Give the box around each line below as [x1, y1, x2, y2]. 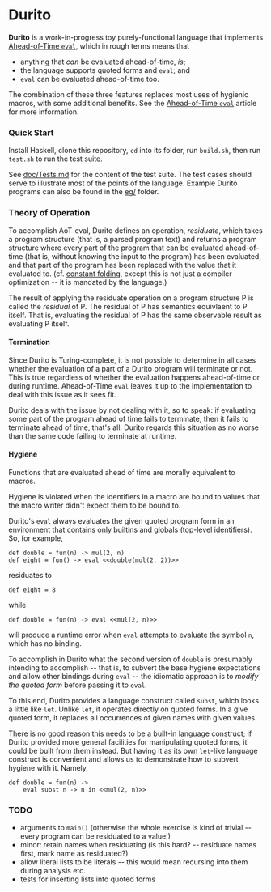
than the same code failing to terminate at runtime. [8, 431, 177, 440]
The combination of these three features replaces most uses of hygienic [8, 89, 249, 99]
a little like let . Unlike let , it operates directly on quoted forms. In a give [8, 704, 248, 714]
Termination [8, 338, 51, 347]
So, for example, [8, 533, 63, 543]
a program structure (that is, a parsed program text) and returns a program [8, 234, 257, 244]
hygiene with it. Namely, [8, 762, 89, 772]
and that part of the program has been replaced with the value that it [8, 260, 237, 270]
